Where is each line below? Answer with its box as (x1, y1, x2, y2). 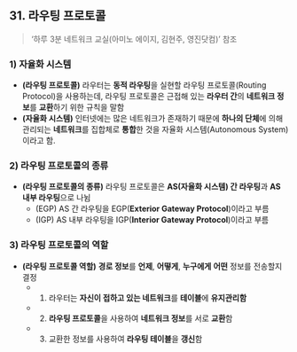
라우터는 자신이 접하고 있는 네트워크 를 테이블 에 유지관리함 (48, 292, 247, 303)
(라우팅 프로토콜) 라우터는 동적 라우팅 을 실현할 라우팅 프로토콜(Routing (21, 80, 267, 90)
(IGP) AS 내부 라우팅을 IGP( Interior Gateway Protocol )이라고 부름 (35, 215, 269, 225)
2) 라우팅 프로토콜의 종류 (9, 160, 109, 172)
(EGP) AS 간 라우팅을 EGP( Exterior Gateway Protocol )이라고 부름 (35, 203, 270, 215)
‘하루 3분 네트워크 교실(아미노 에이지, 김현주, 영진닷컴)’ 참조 (30, 34, 238, 44)
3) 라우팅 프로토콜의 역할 (9, 239, 109, 251)
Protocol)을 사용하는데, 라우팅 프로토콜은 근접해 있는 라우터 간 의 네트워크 (21, 91, 276, 102)
